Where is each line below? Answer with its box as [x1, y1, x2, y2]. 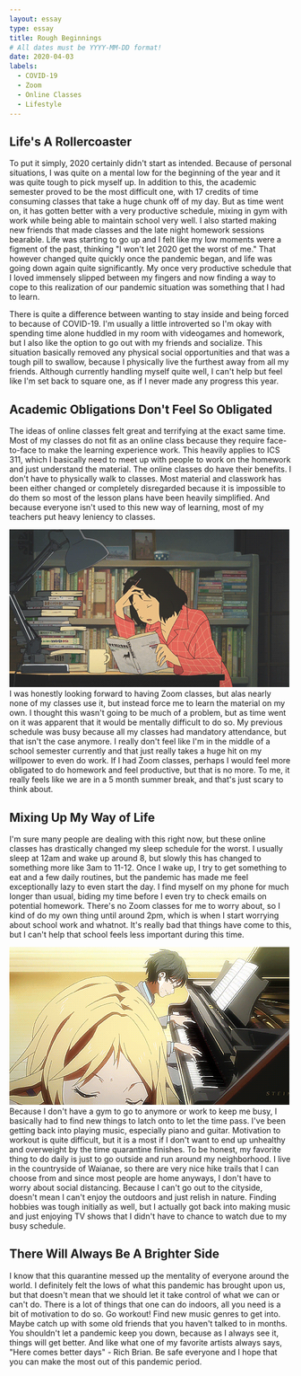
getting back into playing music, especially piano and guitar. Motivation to [9, 1125, 281, 1135]
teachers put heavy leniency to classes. [9, 512, 156, 523]
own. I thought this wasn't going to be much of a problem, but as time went [9, 708, 287, 719]
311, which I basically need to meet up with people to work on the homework [9, 454, 291, 465]
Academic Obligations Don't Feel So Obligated [9, 401, 273, 417]
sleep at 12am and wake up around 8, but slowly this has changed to [9, 852, 262, 863]
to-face [9, 445, 38, 455]
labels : [9, 62, 39, 71]
